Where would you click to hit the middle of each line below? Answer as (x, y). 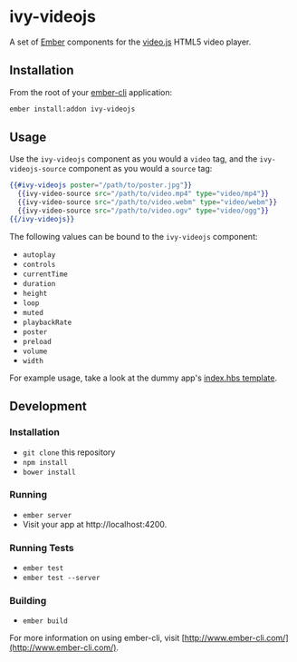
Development (48, 406)
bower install (49, 472)
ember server (47, 515)
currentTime (45, 274)
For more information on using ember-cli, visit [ (97, 638)
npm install (45, 462)
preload (37, 341)
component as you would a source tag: (140, 169)
